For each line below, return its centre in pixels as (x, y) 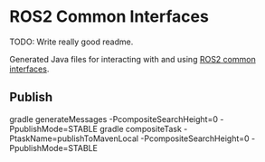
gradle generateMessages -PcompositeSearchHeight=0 (114, 119)
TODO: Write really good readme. (71, 42)
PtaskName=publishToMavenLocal (74, 138)
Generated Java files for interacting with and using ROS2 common (132, 59)
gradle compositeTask (141, 129)
